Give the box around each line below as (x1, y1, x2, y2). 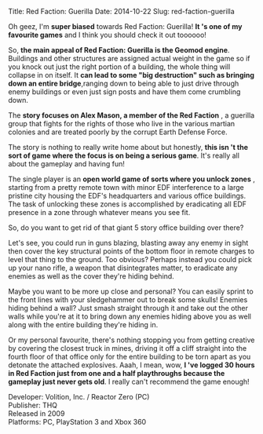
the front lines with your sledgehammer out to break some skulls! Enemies (8, 295, 248, 305)
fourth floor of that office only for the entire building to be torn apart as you (8, 352, 251, 361)
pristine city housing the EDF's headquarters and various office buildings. (8, 191, 247, 200)
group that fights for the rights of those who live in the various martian (8, 119, 236, 128)
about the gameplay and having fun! (8, 159, 126, 168)
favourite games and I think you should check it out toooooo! (8, 31, 206, 39)
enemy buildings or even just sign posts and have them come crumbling (8, 87, 241, 97)
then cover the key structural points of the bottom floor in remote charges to (8, 246, 255, 256)
